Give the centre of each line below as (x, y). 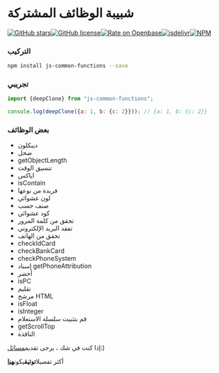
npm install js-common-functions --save (68, 66)
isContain (32, 183)
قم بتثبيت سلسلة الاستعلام (52, 319)
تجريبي (18, 85)
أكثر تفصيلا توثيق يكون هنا (35, 362)
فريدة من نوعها (38, 190)
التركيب (19, 51)
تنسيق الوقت (35, 168)
